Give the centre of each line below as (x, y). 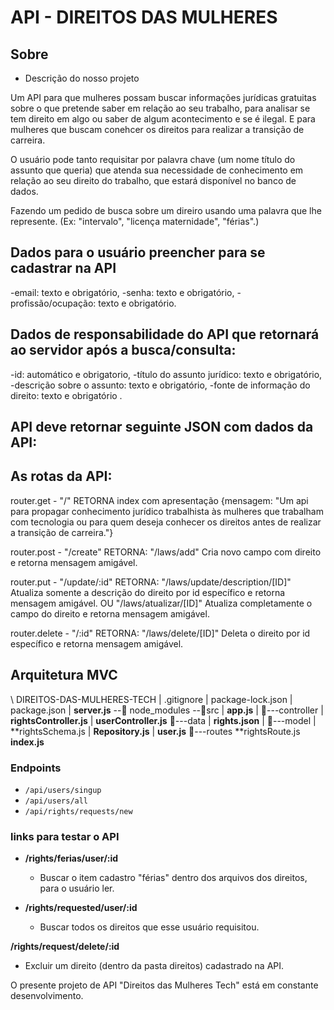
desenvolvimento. (47, 996)
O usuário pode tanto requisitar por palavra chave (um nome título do (153, 159)
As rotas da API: (61, 476)
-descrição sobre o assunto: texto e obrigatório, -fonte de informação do (160, 385)
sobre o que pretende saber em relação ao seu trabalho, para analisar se (160, 108)
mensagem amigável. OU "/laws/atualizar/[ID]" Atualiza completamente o (161, 603)
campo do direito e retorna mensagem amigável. (110, 613)
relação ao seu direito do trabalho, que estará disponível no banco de (153, 180)
